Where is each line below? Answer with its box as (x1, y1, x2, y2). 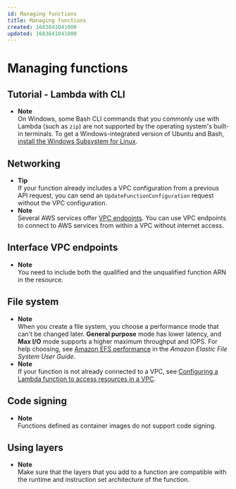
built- (213, 122, 230, 131)
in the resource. (17, 275, 63, 284)
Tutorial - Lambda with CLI (7, 88, 125, 100)
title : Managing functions (7, 17, 87, 24)
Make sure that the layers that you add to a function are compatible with (17, 468, 227, 476)
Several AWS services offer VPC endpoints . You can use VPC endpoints (17, 214, 227, 222)
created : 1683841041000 (7, 23, 77, 30)
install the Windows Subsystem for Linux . (17, 137, 138, 145)
